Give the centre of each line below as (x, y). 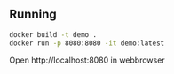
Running (33, 15)
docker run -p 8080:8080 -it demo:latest (87, 43)
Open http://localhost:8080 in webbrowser (87, 60)
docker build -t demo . (53, 34)
